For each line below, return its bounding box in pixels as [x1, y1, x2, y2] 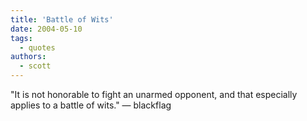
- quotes [19, 42, 56, 53]
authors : [10, 52, 47, 62]
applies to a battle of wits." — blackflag [10, 99, 172, 111]
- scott [19, 61, 52, 71]
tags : [10, 33, 33, 43]
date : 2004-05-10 [10, 24, 83, 34]
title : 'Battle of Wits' [10, 14, 114, 25]
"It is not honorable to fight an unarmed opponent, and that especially [10, 89, 298, 100]
